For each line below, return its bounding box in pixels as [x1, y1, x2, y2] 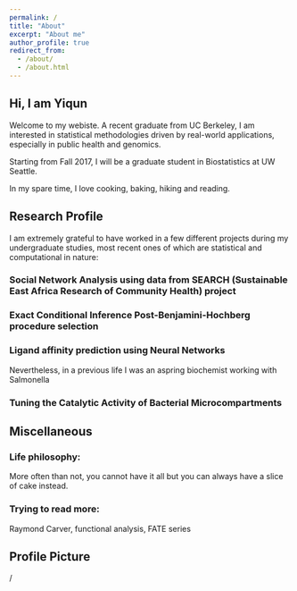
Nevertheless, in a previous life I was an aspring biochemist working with [9, 364, 277, 376]
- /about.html [17, 63, 70, 72]
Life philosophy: [9, 451, 81, 463]
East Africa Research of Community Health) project [9, 285, 236, 298]
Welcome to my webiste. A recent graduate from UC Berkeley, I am [9, 120, 256, 131]
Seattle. [9, 165, 37, 176]
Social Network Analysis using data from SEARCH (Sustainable [9, 274, 288, 286]
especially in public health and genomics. [9, 139, 161, 149]
